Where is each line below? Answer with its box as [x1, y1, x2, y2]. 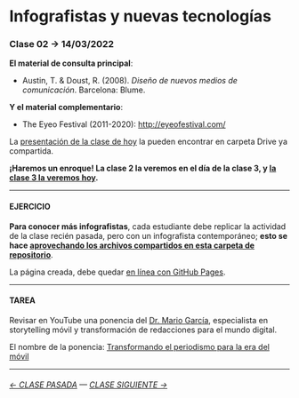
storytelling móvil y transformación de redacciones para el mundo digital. [9, 324, 278, 335]
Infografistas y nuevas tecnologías [9, 6, 271, 27]
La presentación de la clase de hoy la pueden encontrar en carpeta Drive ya [9, 136, 287, 147]
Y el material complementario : [9, 102, 123, 113]
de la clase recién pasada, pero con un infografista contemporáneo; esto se [9, 230, 287, 241]
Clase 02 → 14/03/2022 [9, 38, 114, 51]
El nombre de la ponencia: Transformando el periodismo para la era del [9, 341, 270, 352]
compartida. [9, 146, 54, 156]
